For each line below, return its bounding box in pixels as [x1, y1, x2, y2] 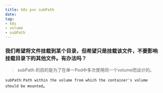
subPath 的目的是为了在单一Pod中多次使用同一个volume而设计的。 [17, 67, 155, 73]
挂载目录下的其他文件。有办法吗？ [5, 55, 87, 62]
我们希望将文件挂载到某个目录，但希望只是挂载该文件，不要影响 [5, 47, 158, 54]
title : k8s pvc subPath [5, 7, 55, 12]
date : [5, 12, 16, 17]
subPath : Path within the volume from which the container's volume [5, 77, 148, 83]
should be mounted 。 [5, 83, 48, 89]
